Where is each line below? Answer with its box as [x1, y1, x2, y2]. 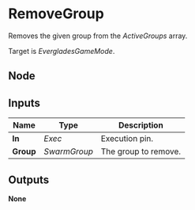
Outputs [8, 173, 50, 186]
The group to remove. [100, 146, 182, 157]
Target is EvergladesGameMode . [8, 46, 115, 55]
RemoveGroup [8, 5, 104, 23]
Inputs [8, 96, 41, 109]
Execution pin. [100, 133, 154, 144]
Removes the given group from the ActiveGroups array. [8, 31, 188, 40]
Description [118, 120, 163, 131]
